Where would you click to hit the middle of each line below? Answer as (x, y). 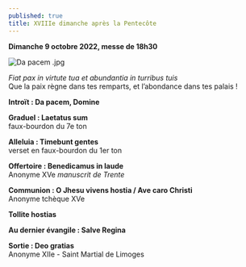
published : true (35, 16)
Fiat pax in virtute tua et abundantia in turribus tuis (93, 77)
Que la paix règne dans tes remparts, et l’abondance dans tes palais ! (123, 86)
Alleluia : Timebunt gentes (54, 141)
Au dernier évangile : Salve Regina (67, 230)
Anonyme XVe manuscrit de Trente (67, 174)
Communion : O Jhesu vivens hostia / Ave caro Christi (100, 190)
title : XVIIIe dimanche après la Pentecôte (83, 23)
